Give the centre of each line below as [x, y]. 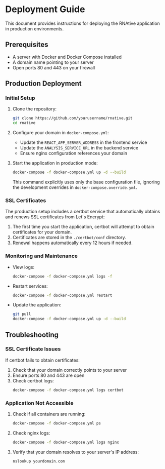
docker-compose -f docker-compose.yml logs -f [62, 276]
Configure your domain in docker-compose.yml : [61, 133]
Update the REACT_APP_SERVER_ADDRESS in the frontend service [84, 142]
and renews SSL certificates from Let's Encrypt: [55, 217]
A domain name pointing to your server [53, 62]
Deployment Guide [45, 9]
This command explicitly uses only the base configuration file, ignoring [86, 182]
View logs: [23, 267]
